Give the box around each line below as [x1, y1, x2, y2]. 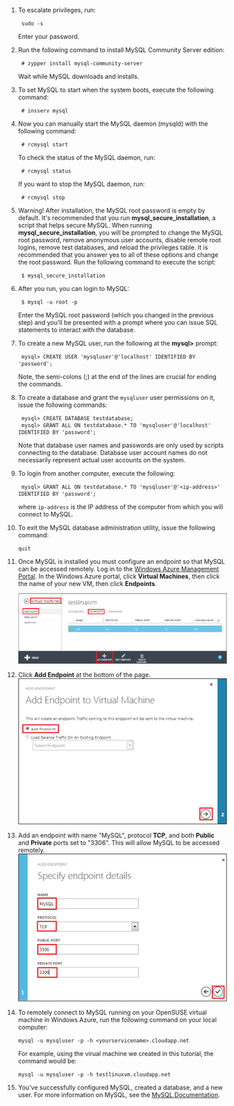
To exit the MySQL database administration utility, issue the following [17, 523, 216, 532]
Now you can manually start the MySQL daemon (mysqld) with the [17, 119, 208, 128]
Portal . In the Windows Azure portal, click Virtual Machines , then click [17, 572, 220, 580]
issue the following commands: [17, 401, 108, 409]
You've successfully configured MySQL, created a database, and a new [17, 1083, 223, 1091]
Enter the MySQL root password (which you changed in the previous [17, 311, 214, 319]
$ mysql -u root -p [21, 299, 78, 305]
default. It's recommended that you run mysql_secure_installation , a [17, 214, 216, 221]
